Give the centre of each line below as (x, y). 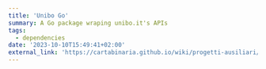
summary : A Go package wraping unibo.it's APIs (88, 23)
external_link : (33, 52)
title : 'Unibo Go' (38, 15)
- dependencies (40, 38)
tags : (17, 30)
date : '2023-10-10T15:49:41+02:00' (67, 45)
